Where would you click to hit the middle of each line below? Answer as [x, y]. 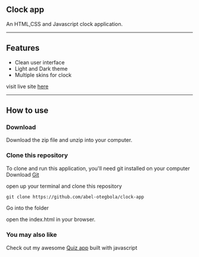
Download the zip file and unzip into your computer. [69, 140]
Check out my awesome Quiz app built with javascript [72, 248]
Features [23, 48]
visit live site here [27, 86]
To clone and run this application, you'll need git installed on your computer [98, 168]
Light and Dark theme [41, 69]
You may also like [32, 235]
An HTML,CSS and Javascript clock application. [65, 24]
